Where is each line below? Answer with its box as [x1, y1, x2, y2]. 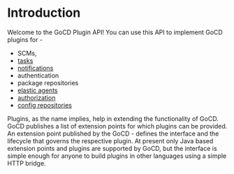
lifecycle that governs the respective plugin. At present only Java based [7, 136, 214, 145]
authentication [17, 71, 59, 80]
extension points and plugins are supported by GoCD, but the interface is [7, 144, 218, 152]
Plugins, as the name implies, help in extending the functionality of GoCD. [7, 114, 219, 123]
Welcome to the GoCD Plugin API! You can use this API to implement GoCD [7, 28, 224, 36]
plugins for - [7, 35, 43, 43]
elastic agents [17, 86, 58, 94]
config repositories [17, 101, 72, 109]
